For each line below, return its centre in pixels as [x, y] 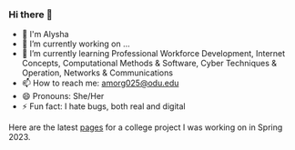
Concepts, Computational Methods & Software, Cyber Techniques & [149, 64]
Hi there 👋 [31, 15]
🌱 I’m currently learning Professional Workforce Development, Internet [153, 54]
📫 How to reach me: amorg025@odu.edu [100, 83]
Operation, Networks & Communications [97, 73]
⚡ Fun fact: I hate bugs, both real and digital [103, 106]
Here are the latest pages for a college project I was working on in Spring [146, 127]
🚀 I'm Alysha [45, 35]
